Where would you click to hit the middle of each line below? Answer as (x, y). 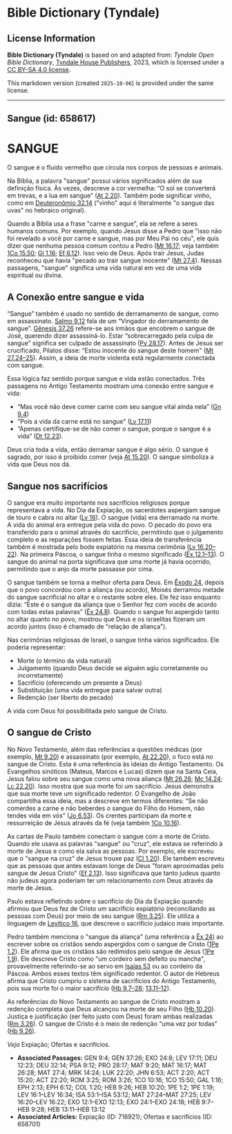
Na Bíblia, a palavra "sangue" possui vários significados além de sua (105, 181)
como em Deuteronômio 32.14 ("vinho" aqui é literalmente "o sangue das (111, 203)
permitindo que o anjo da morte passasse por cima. (80, 568)
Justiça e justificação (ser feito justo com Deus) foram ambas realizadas (110, 1016)
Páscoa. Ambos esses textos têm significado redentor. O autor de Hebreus (113, 973)
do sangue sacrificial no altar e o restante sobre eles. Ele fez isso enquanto (114, 597)
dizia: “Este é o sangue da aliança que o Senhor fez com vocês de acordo (112, 604)
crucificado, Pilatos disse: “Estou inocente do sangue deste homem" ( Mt (110, 350)
